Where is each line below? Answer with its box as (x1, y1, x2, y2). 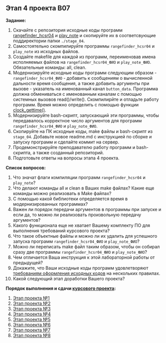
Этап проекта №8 (12, 332, 51, 338)
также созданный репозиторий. (36, 149, 104, 155)
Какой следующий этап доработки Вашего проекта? (12, 275, 125, 281)
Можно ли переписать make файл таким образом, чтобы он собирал (12, 243, 160, 250)
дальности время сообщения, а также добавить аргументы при (12, 80, 150, 86)
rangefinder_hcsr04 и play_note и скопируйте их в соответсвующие (12, 32, 156, 38)
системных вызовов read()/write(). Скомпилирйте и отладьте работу (12, 96, 159, 102)
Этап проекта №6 (12, 321, 51, 327)
